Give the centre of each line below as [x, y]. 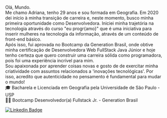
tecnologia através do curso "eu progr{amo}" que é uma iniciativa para [78, 29]
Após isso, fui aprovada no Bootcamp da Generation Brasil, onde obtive [79, 44]
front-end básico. [23, 39]
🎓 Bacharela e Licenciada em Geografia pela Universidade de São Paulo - [82, 88]
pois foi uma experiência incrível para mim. [50, 61]
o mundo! [15, 82]
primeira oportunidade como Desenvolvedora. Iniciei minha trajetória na [80, 23]
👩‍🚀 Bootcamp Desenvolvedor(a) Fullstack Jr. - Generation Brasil [72, 100]
